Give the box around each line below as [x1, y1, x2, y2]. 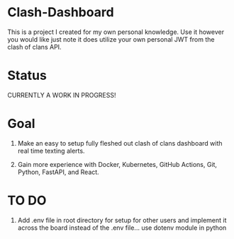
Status [7, 68, 48, 83]
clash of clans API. [7, 42, 62, 51]
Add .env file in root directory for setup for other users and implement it [17, 216, 227, 224]
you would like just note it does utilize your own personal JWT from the [7, 35, 215, 43]
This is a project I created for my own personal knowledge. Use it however [7, 28, 225, 36]
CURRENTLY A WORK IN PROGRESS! [7, 91, 116, 99]
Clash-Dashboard [7, 4, 115, 21]
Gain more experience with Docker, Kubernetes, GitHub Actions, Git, [17, 160, 218, 168]
